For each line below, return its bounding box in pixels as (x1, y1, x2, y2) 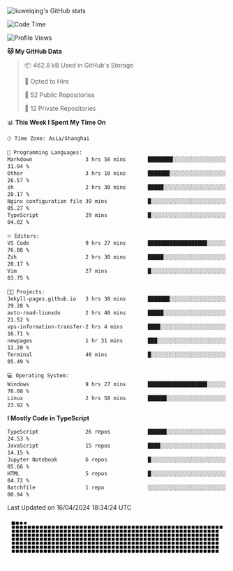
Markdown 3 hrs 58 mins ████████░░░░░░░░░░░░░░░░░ (7, 156, 227, 163)
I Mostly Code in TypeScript (7, 414, 89, 422)
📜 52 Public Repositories (24, 91, 96, 99)
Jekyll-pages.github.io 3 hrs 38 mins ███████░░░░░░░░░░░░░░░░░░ (7, 296, 227, 303)
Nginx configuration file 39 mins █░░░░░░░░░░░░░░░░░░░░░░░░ (7, 198, 227, 205)
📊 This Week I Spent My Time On (7, 119, 106, 126)
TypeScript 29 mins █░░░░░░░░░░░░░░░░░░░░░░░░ (7, 212, 227, 219)
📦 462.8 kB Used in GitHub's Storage (24, 61, 134, 69)
